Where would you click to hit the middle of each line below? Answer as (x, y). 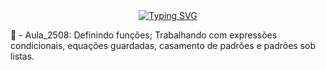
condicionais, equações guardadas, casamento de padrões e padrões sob (163, 45)
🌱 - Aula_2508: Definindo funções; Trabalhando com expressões (144, 35)
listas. (22, 56)
